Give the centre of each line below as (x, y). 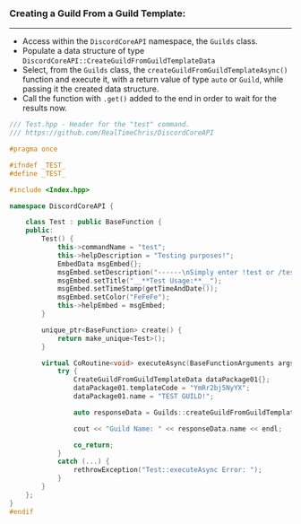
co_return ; (94, 445)
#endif (21, 511)
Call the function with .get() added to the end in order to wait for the (150, 99)
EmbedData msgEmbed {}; (99, 264)
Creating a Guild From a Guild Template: (98, 13)
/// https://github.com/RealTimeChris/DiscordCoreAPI (112, 133)
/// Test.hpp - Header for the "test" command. (100, 125)
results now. (44, 108)
